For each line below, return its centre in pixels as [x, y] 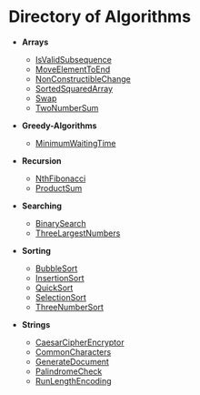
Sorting [36, 250]
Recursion [41, 160]
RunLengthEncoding [73, 380]
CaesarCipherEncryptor [80, 342]
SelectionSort [61, 297]
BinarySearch [61, 223]
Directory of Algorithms [100, 17]
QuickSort [54, 288]
